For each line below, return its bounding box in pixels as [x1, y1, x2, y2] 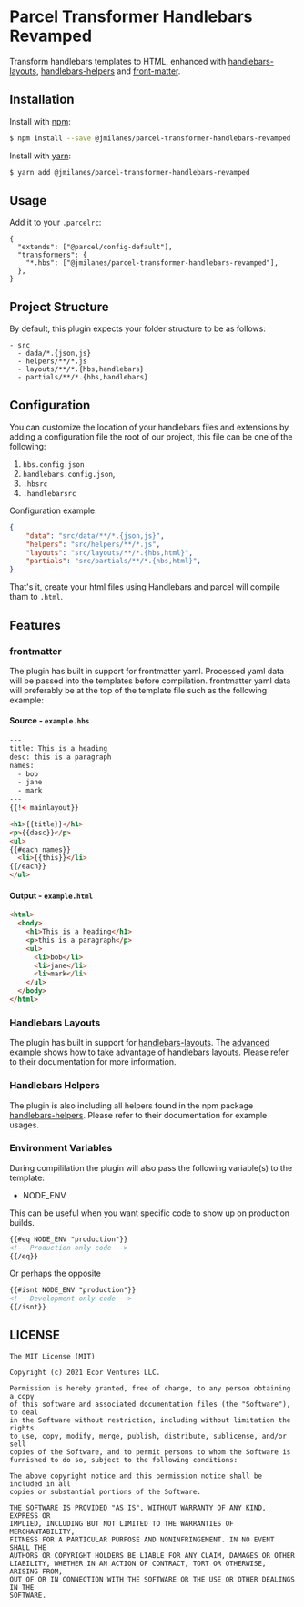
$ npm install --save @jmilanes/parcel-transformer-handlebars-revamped [9, 134, 291, 143]
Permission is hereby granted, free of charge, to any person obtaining [9, 1383, 291, 1393]
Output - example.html [9, 890, 94, 901]
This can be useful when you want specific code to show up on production [9, 1208, 289, 1218]
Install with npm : [9, 116, 71, 126]
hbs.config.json [22, 460, 85, 470]
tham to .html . [9, 591, 64, 602]
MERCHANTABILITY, [9, 1527, 76, 1536]
